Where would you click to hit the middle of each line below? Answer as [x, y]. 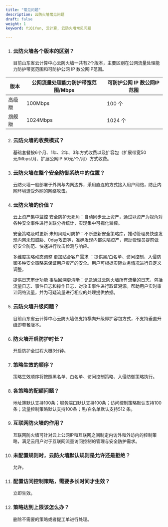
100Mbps [38, 103]
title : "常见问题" [23, 10]
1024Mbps [39, 120]
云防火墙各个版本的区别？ [44, 51]
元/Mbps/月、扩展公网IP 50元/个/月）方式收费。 [62, 158]
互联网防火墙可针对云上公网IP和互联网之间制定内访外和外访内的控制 [83, 435]
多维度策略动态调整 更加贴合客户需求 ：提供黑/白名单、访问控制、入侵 [85, 257]
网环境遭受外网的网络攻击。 [41, 191]
